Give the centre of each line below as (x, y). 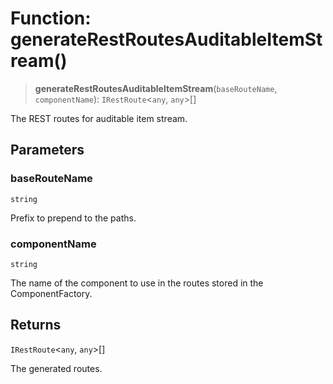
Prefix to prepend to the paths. (73, 218)
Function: (51, 18)
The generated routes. (56, 368)
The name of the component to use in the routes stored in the (137, 283)
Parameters (47, 150)
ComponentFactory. (51, 293)
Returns (36, 325)
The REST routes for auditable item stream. (99, 118)
